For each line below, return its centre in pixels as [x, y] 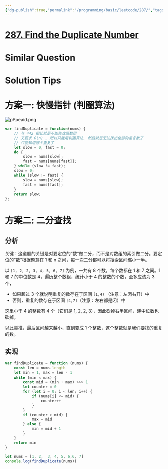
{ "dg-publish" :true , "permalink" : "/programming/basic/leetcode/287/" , [79, 10]
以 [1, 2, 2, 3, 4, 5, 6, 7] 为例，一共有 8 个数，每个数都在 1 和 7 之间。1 [83, 271]
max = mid [42, 419]
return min [25, 443]
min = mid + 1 [46, 429]
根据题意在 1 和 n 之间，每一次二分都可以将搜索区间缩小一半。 [86, 260]
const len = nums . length [40, 368]
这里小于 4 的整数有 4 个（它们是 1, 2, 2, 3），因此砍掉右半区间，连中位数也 [82, 311]
